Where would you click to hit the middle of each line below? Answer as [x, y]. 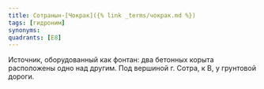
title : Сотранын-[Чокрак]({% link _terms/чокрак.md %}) [102, 15]
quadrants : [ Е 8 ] [35, 37]
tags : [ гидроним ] [37, 23]
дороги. [21, 76]
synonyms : [25, 30]
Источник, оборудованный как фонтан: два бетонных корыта [111, 60]
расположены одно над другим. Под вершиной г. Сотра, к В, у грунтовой [132, 69]
